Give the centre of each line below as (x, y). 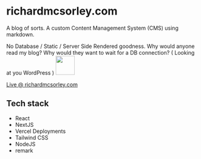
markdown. (20, 34)
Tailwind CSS (32, 137)
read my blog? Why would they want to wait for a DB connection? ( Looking (101, 52)
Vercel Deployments (40, 131)
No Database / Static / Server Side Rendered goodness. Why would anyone (101, 46)
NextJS (24, 124)
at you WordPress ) (30, 73)
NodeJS (25, 144)
